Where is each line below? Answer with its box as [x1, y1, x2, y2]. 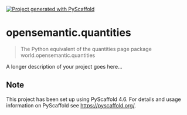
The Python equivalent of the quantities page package [20, 45, 152, 52]
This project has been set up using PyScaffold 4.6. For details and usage [6, 96, 181, 103]
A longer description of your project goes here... [6, 63, 123, 70]
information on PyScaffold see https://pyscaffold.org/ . [6, 102, 137, 109]
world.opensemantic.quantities [20, 52, 96, 59]
